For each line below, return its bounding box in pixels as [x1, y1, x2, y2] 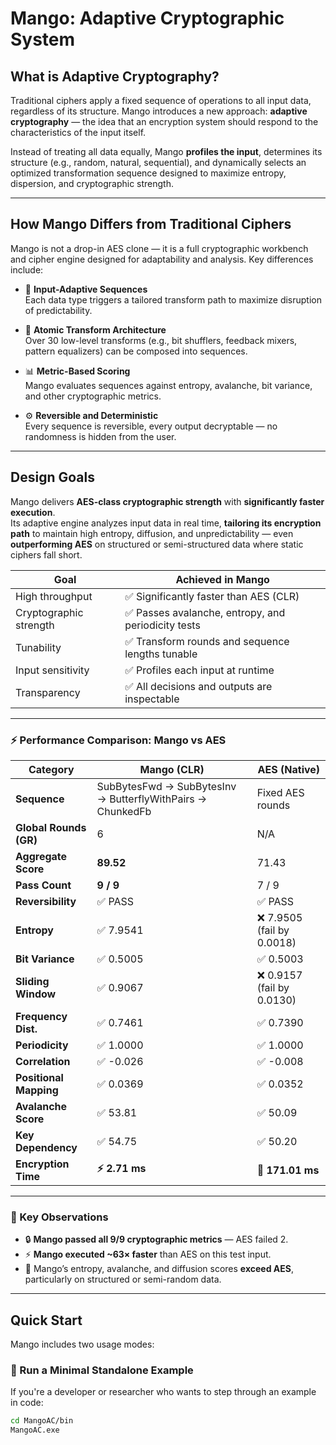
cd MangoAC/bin [10, 1416, 74, 1426]
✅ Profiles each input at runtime [124, 663, 275, 677]
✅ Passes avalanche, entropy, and [124, 605, 286, 619]
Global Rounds [15, 820, 87, 834]
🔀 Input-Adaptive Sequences [24, 283, 148, 295]
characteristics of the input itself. [10, 127, 147, 138]
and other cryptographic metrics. [24, 390, 162, 402]
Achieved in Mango [175, 572, 270, 586]
